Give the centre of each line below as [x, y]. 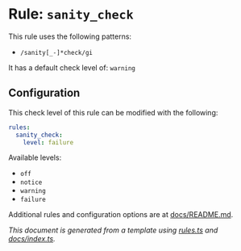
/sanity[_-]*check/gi [56, 52]
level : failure [48, 142]
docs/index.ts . [32, 239]
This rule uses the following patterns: [70, 36]
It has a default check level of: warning [72, 67]
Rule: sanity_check [71, 14]
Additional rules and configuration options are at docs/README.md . [121, 215]
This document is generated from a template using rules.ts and [113, 230]
